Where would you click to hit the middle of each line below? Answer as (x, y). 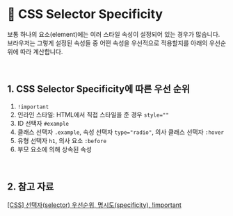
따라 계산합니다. (41, 51)
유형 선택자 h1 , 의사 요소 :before (62, 140)
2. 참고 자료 (31, 187)
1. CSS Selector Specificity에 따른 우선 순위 (98, 89)
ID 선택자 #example (43, 123)
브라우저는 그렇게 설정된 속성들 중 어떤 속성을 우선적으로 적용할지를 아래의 (107, 43)
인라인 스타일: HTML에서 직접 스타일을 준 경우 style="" (93, 115)
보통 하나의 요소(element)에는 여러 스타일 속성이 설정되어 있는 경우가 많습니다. (114, 34)
